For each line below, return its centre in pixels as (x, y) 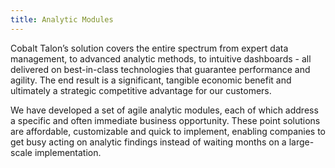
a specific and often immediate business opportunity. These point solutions (165, 120)
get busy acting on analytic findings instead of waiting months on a (148, 142)
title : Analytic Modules (62, 19)
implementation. (68, 152)
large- (301, 142)
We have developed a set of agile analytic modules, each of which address (164, 110)
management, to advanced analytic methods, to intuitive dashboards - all (161, 58)
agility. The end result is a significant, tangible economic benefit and (151, 80)
